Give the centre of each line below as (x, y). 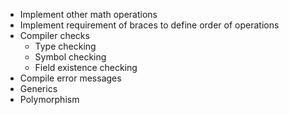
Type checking (65, 46)
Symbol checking (70, 57)
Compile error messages (70, 78)
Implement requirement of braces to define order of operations (149, 25)
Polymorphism (49, 99)
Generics (38, 88)
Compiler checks (54, 35)
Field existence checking (86, 67)
